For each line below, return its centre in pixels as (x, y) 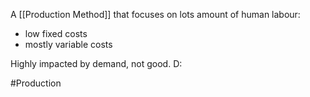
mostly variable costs (68, 44)
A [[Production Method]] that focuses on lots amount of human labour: (155, 14)
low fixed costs (56, 33)
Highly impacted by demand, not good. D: (96, 63)
